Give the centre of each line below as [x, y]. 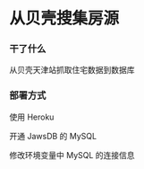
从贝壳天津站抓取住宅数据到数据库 [72, 70]
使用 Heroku [32, 117]
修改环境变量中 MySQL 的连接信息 [72, 155]
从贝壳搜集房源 [64, 18]
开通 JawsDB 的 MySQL [53, 136]
